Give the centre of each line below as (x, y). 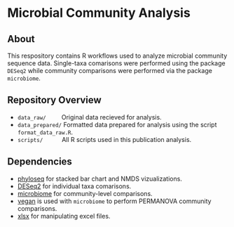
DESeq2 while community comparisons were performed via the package (110, 71)
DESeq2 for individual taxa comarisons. (74, 186)
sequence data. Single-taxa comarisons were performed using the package (116, 63)
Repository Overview (54, 100)
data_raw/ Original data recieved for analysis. (90, 117)
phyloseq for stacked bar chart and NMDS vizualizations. (99, 179)
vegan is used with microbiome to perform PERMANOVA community (114, 201)
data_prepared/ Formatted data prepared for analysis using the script (117, 124)
